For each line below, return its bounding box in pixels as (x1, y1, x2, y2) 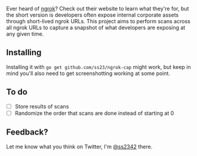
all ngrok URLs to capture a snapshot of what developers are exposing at (6, 24, 186, 31)
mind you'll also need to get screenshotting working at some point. (6, 70, 170, 77)
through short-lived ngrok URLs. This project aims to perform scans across (6, 18, 191, 24)
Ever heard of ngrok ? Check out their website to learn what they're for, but (6, 5, 189, 12)
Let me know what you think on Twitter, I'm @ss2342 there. (6, 143, 153, 150)
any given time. (6, 30, 44, 38)
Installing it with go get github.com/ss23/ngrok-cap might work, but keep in (6, 63, 191, 70)
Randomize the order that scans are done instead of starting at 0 (14, 110, 174, 117)
